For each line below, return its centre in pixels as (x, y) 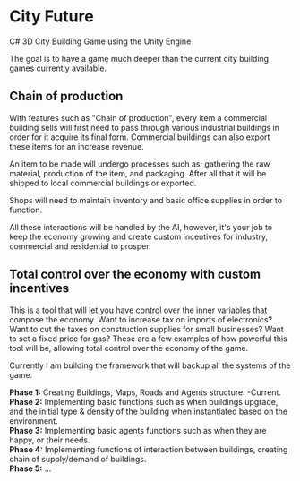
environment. (34, 421)
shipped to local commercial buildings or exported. (103, 183)
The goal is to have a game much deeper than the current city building (139, 58)
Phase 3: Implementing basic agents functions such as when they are (138, 430)
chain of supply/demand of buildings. (78, 459)
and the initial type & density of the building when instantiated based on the (149, 411)
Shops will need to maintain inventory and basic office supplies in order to (146, 200)
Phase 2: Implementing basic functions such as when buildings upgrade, (144, 401)
